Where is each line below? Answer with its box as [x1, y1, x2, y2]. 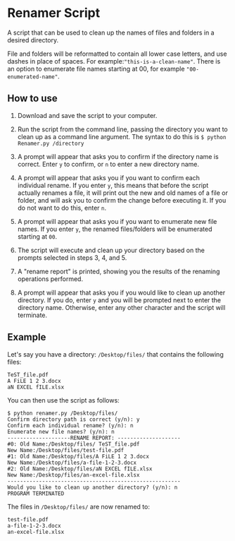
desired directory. [7, 35, 58, 44]
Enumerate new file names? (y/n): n [7, 428, 115, 435]
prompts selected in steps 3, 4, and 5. [17, 253, 127, 262]
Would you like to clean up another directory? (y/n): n [7, 484, 178, 491]
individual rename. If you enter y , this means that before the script [17, 181, 209, 189]
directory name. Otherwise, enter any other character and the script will [17, 303, 226, 311]
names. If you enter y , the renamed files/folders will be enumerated [17, 225, 212, 233]
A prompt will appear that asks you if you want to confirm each [17, 173, 201, 182]
